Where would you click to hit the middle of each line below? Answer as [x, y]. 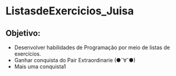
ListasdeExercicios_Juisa [70, 11]
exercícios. [27, 54]
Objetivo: [23, 33]
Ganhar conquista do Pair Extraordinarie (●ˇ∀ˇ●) [75, 60]
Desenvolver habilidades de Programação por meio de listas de [92, 47]
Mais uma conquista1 [40, 66]
